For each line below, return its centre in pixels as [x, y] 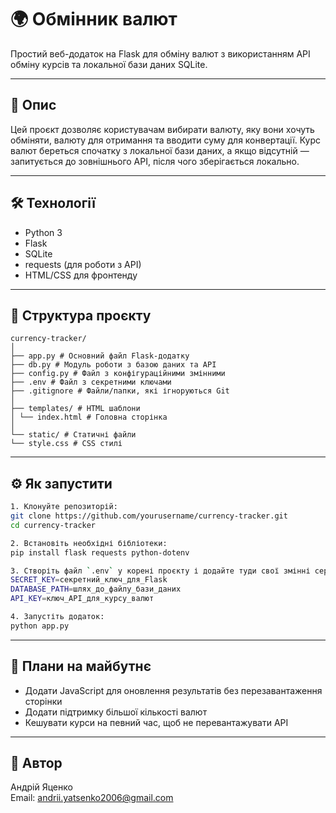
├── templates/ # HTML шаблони [75, 409]
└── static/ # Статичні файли [73, 435]
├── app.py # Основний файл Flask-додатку [100, 356]
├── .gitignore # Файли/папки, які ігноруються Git [120, 391]
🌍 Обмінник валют [94, 19]
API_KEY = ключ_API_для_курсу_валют [82, 599]
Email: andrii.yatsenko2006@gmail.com [92, 798]
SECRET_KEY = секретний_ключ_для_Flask [89, 580]
